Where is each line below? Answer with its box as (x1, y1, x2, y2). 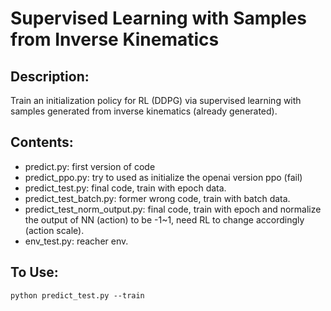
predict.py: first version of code (24, 160, 156, 172)
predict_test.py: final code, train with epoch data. (24, 182, 227, 194)
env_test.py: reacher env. (24, 235, 129, 247)
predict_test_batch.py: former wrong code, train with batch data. (24, 192, 291, 204)
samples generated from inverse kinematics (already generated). (10, 105, 278, 117)
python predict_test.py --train (10, 290, 145, 301)
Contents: (10, 134, 74, 151)
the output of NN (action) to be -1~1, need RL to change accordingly (24, 213, 305, 226)
